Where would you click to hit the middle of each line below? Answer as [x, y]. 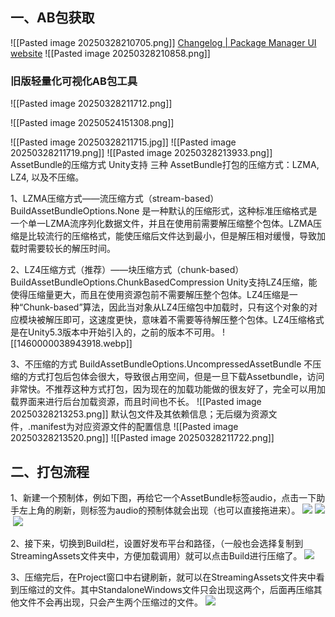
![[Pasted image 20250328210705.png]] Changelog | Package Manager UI [163, 42]
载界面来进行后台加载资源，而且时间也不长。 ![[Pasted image [136, 402]
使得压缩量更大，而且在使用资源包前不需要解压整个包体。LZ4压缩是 [150, 295]
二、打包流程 [50, 471]
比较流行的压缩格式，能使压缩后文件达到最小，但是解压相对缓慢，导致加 [176, 236]
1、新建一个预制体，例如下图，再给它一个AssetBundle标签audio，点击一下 [163, 497]
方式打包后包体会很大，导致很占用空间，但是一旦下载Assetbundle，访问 [176, 377]
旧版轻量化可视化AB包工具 [74, 81]
